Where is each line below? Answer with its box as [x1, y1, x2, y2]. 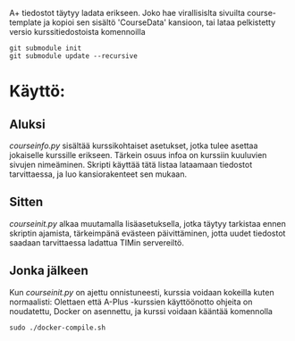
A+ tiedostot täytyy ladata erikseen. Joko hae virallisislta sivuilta [9, 8, 246, 18]
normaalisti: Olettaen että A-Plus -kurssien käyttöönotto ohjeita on [9, 296, 253, 307]
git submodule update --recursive [9, 52, 139, 61]
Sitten [9, 195, 43, 210]
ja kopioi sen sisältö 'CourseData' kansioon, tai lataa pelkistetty [43, 17, 276, 28]
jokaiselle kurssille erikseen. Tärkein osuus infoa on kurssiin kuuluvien [9, 150, 267, 160]
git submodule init [9, 44, 82, 53]
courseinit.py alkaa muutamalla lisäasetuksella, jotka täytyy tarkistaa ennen [9, 218, 286, 229]
